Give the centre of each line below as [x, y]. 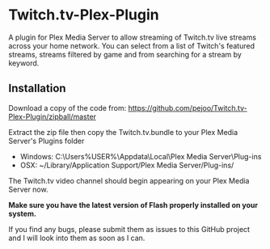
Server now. [28, 189]
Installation [37, 89]
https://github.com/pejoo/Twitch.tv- [188, 108]
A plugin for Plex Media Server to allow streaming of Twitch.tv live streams [133, 37]
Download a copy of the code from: [67, 108]
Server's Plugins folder [46, 141]
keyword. [24, 63]
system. [22, 213]
